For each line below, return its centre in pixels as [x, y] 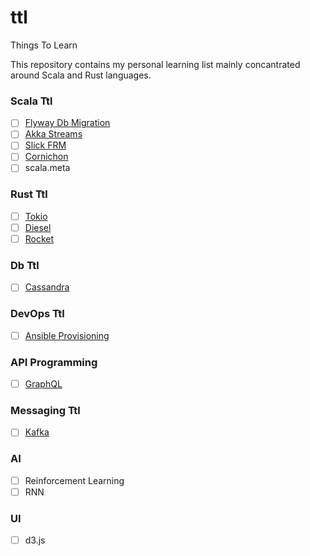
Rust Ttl [29, 194]
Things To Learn [44, 45]
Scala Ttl [31, 101]
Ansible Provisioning [67, 335]
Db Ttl [25, 265]
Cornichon [46, 157]
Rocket [39, 238]
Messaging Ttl [45, 411]
